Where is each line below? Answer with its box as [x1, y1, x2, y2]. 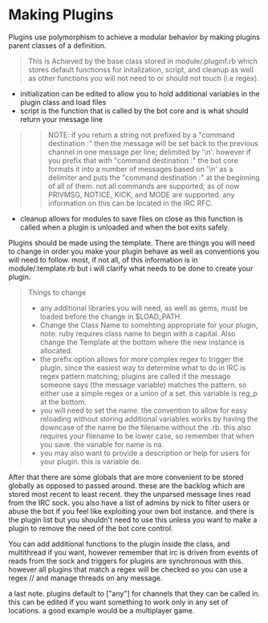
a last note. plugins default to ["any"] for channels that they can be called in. [8, 588, 261, 598]
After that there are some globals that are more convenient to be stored [8, 472, 244, 482]
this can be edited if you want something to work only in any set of [8, 597, 229, 607]
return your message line [19, 114, 103, 124]
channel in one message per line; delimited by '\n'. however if [47, 147, 251, 157]
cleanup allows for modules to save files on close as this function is [19, 214, 243, 223]
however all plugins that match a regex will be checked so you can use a [8, 564, 248, 574]
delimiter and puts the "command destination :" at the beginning [47, 173, 260, 182]
